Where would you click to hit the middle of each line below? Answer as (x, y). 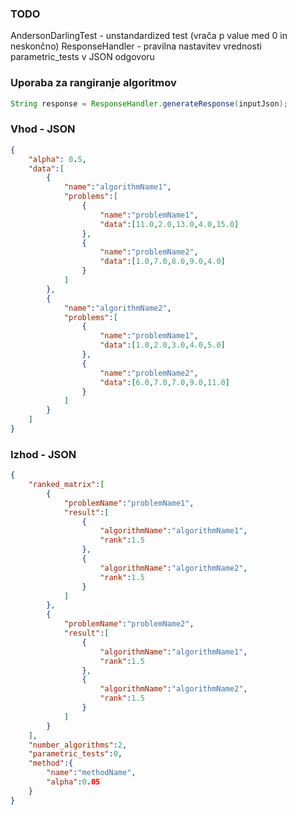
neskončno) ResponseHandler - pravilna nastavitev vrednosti (136, 46)
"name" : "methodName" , (91, 773)
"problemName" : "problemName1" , (129, 503)
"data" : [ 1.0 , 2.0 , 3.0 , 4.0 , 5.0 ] (162, 345)
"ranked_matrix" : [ (66, 485)
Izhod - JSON (43, 454)
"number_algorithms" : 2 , (78, 745)
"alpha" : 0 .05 (73, 782)
